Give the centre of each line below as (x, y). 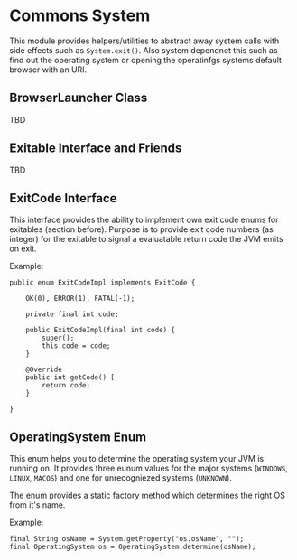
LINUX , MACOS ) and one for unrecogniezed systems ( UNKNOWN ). (121, 478)
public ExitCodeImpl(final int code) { (101, 331)
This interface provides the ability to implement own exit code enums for (144, 220)
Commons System (80, 16)
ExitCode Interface (63, 198)
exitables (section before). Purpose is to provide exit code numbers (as (141, 229)
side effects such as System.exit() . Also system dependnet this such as (144, 50)
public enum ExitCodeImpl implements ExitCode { (102, 283)
